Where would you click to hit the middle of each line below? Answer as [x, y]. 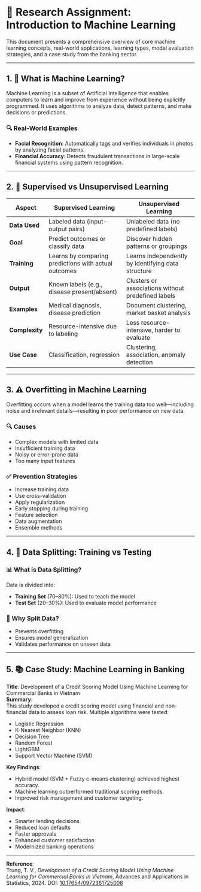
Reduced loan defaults [42, 828]
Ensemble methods [39, 528]
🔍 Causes [21, 427]
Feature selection [36, 515]
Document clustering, [156, 305]
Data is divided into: [31, 585]
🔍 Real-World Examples [42, 128]
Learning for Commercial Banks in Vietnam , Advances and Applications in [98, 876]
